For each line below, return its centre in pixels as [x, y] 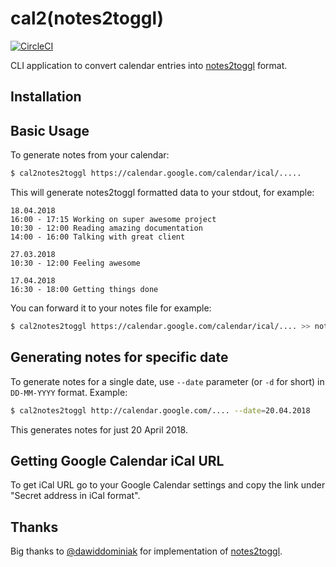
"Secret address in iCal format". [75, 496]
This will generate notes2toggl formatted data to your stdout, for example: [162, 193]
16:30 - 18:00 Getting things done [84, 290]
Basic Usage [50, 130]
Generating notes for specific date [119, 357]
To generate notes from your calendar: [90, 155]
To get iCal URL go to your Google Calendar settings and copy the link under [168, 485]
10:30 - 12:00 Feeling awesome [75, 263]
